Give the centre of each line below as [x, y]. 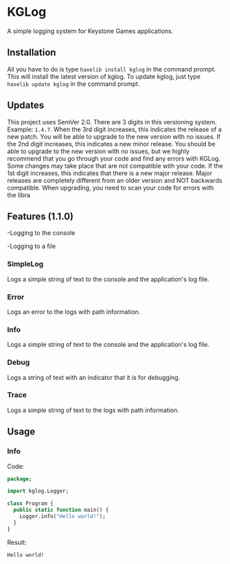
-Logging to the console [41, 233]
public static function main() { [61, 510]
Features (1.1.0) [41, 216]
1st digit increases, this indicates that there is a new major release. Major [110, 173]
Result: [17, 542]
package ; [20, 479]
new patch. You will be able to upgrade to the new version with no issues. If [114, 136]
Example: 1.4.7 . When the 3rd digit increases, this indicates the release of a [114, 129]
